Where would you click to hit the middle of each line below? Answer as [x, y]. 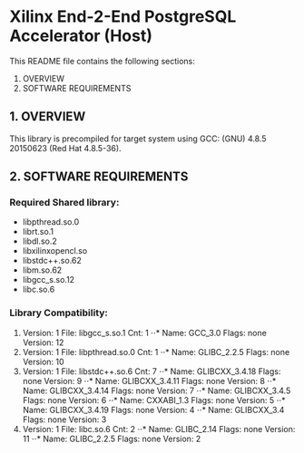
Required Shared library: [64, 203]
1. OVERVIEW [48, 116]
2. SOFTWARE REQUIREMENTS [99, 177]
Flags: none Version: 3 [64, 419]
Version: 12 [43, 342]
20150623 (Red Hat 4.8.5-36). [65, 148]
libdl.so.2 [39, 241]
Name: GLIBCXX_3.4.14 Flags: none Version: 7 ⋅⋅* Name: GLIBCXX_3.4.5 [157, 390]
